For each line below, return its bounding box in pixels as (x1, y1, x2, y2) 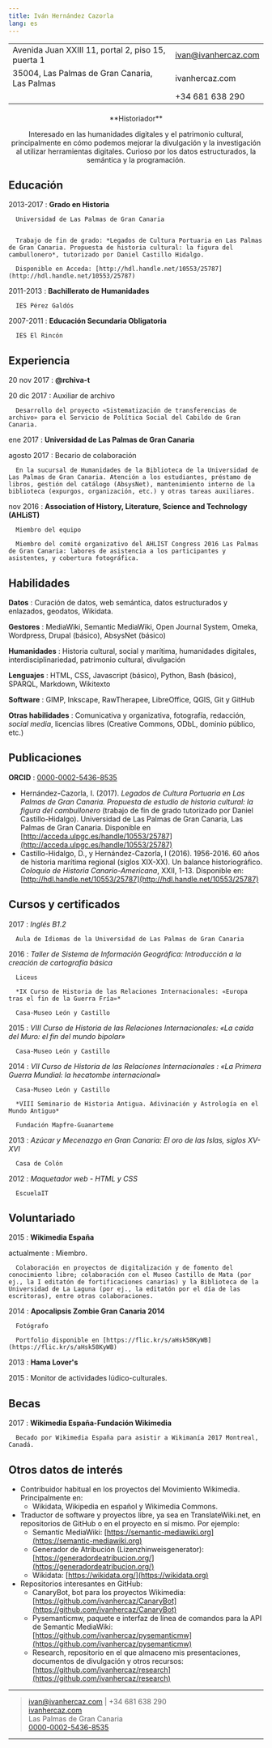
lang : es (8, 19, 38, 28)
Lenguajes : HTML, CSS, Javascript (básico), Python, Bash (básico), (8, 670, 237, 680)
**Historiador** (108, 113, 164, 123)
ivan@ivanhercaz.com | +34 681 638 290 (28, 1697, 168, 1706)
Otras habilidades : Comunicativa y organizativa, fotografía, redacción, (8, 710, 246, 720)
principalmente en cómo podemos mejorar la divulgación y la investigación (11, 138, 261, 147)
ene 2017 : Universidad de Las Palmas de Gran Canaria (8, 435, 195, 445)
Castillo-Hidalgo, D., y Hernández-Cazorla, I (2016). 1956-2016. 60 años (19, 848, 261, 858)
